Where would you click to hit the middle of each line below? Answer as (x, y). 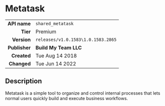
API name (19, 24)
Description (23, 81)
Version (21, 39)
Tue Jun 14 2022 (56, 64)
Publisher (19, 47)
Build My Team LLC (59, 47)
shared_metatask (55, 23)
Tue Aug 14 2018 (56, 56)
